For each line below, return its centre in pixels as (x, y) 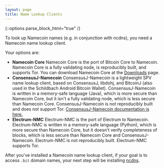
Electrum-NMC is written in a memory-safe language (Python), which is (84, 125)
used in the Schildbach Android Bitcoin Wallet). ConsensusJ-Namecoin (84, 88)
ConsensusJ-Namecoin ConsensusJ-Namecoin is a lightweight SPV (82, 78)
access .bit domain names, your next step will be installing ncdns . (72, 160)
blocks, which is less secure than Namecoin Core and (66, 135)
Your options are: (23, 53)
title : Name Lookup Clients (34, 14)
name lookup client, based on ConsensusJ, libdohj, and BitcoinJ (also (82, 83)
